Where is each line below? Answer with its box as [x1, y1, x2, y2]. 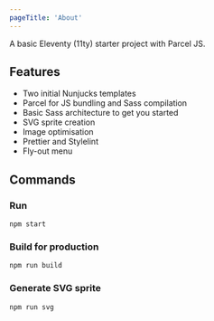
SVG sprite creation [22, 117, 96, 127]
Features [9, 64, 60, 80]
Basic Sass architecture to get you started [22, 108, 179, 118]
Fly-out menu [22, 146, 73, 156]
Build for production [9, 241, 99, 253]
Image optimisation [22, 127, 94, 137]
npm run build [9, 261, 63, 270]
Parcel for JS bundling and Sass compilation [22, 98, 188, 109]
